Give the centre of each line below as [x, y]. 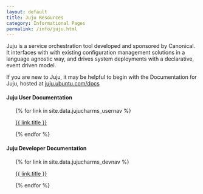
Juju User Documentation [40, 97]
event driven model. [31, 65]
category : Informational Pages [46, 23]
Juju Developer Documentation [46, 149]
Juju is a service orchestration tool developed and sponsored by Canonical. [101, 46]
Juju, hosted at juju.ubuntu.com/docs [53, 84]
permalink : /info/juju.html [42, 29]
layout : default [27, 12]
